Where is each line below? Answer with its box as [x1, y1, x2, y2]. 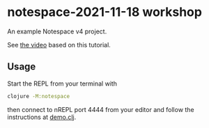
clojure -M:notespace [7, 93, 70, 99]
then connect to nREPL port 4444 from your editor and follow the [7, 105, 194, 113]
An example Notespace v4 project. [7, 27, 107, 35]
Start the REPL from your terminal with [7, 79, 117, 88]
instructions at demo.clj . [7, 113, 77, 121]
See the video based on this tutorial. [7, 40, 111, 49]
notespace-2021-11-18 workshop [7, 4, 202, 20]
